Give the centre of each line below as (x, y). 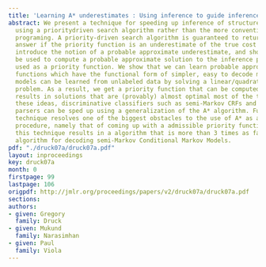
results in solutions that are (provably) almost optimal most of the (134, 96)
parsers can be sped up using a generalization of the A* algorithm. (132, 111)
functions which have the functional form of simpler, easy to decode (134, 74)
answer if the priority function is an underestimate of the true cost (136, 45)
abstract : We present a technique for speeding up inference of (116, 23)
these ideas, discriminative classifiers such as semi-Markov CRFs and (136, 103)
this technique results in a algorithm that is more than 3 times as (132, 133)
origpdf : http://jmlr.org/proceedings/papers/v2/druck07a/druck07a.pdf (129, 192)
